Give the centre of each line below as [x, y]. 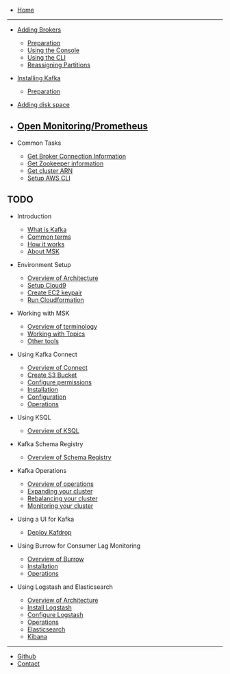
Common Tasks [39, 143]
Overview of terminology [62, 326]
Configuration [47, 397]
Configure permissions [60, 382]
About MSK [43, 251]
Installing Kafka [39, 78]
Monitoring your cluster [60, 505]
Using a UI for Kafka [46, 519]
